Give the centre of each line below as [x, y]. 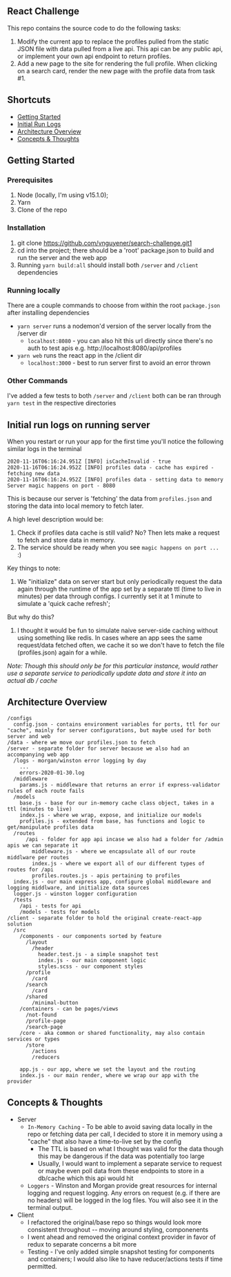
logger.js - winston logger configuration [75, 894]
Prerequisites [30, 180]
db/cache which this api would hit [86, 1178]
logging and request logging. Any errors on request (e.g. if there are [124, 1193]
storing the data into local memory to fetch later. [76, 506]
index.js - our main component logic [92, 960]
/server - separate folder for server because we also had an [98, 748]
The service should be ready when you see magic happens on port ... [118, 548]
